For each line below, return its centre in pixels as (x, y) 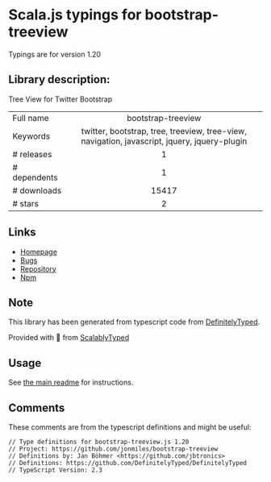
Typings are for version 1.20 (55, 54)
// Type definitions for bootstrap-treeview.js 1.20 (99, 442)
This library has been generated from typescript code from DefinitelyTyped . (134, 322)
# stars (25, 203)
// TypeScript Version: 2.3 (56, 470)
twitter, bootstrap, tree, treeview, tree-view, (164, 131)
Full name (31, 118)
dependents (35, 177)
